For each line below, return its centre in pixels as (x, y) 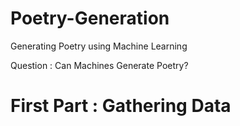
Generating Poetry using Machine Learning (99, 46)
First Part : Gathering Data (121, 106)
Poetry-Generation (90, 18)
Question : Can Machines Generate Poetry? (99, 65)
